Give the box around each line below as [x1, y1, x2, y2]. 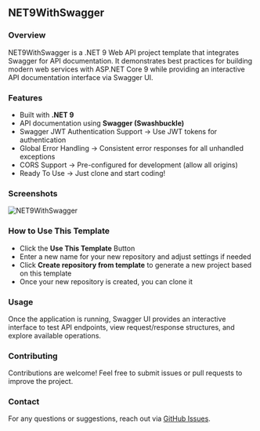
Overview [8, 30, 46, 41]
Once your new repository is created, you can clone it [19, 276, 193, 286]
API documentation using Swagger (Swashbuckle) [19, 118, 185, 128]
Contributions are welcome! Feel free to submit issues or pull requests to [8, 368, 243, 378]
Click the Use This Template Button [19, 243, 135, 253]
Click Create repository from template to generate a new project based [19, 260, 252, 269]
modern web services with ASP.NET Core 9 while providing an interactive [8, 64, 245, 74]
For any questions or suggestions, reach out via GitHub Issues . [8, 414, 211, 423]
